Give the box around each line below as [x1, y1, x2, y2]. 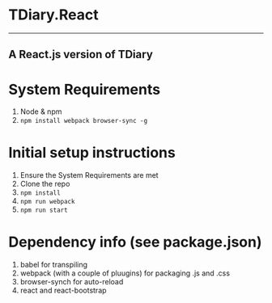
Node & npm [19, 107, 62, 116]
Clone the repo [19, 179, 70, 189]
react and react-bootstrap [19, 285, 107, 296]
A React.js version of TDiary [8, 48, 154, 61]
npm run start [19, 206, 68, 215]
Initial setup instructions [8, 144, 176, 162]
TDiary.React [8, 6, 99, 24]
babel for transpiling [19, 260, 87, 270]
